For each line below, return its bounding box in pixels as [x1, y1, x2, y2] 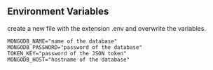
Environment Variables [7, 6, 109, 17]
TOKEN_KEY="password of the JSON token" [7, 50, 128, 57]
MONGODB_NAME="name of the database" [7, 38, 118, 45]
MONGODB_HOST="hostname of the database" [7, 56, 130, 63]
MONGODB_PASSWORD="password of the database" [7, 43, 142, 51]
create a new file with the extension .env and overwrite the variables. [7, 24, 207, 32]
